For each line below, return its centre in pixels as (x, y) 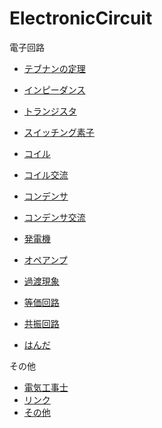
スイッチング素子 (59, 132)
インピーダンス (54, 89)
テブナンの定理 (54, 68)
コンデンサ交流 (54, 217)
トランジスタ (50, 111)
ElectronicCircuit (81, 18)
